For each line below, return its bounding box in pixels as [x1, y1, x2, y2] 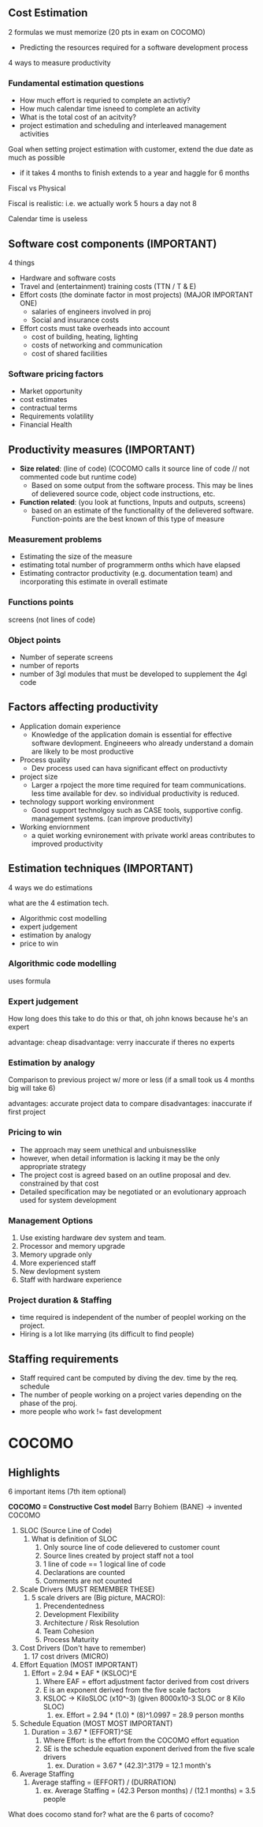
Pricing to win [8, 1127, 62, 1138]
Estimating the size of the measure [19, 552, 132, 562]
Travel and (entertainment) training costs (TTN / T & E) [19, 281, 197, 291]
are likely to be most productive [31, 746, 134, 756]
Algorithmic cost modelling [19, 913, 107, 923]
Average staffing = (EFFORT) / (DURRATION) [31, 1777, 177, 1788]
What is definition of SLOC [31, 1534, 118, 1543]
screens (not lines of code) [8, 615, 96, 624]
